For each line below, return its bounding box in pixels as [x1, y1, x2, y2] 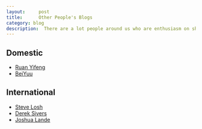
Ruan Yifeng [14, 64, 46, 71]
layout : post [6, 8, 50, 15]
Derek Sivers [14, 109, 47, 117]
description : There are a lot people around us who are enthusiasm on [6, 25, 189, 32]
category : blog [6, 20, 44, 26]
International [6, 88, 56, 98]
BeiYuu [14, 70, 33, 77]
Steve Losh [14, 103, 43, 110]
